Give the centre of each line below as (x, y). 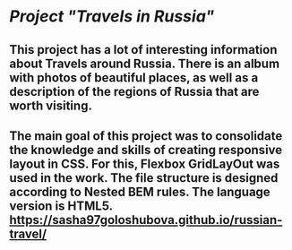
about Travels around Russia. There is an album (145, 63)
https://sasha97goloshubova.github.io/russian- (146, 220)
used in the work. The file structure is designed (144, 178)
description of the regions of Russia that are (134, 91)
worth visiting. (51, 105)
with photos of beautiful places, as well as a (134, 78)
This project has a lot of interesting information (143, 50)
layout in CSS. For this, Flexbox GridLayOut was (145, 164)
